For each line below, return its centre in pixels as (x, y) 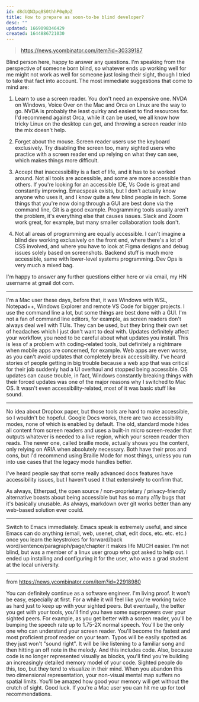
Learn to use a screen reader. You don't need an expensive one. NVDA (101, 99)
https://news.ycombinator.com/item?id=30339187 (82, 50)
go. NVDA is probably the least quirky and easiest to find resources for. (102, 111)
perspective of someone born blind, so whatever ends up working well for (96, 68)
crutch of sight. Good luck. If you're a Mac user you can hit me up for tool (96, 688)
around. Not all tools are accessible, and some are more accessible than (103, 178)
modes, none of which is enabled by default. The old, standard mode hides (98, 424)
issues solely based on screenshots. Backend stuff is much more (94, 253)
